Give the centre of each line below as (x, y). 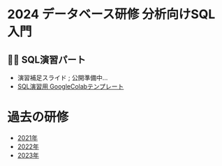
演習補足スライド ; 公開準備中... (62, 78)
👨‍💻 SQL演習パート (46, 60)
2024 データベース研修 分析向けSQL (111, 14)
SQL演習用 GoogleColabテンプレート (71, 86)
